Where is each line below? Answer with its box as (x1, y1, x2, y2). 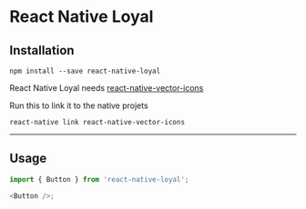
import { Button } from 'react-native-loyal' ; (9, 174, 189, 184)
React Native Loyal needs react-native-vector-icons (9, 83, 204, 93)
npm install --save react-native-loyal (9, 66, 161, 75)
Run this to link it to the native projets (9, 100, 148, 111)
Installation (9, 43, 75, 58)
